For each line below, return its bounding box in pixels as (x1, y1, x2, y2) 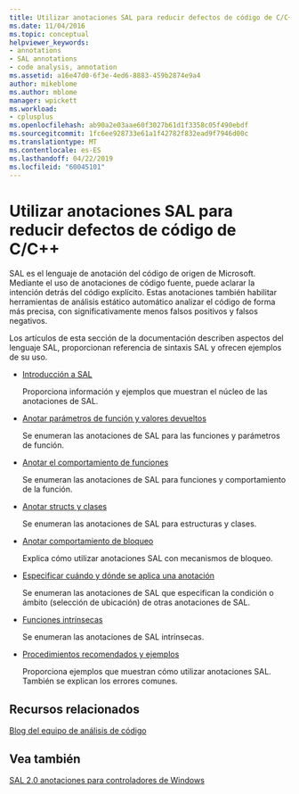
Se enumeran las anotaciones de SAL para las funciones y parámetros (21, 430, 280, 442)
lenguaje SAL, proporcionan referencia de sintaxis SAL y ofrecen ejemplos (9, 343, 282, 353)
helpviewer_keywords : (9, 37, 90, 47)
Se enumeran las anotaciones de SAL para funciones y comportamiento (21, 475, 287, 485)
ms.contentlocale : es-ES (9, 145, 101, 154)
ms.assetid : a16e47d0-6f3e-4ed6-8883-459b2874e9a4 (9, 71, 201, 80)
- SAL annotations (9, 54, 77, 63)
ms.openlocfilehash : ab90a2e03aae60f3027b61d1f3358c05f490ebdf (9, 121, 249, 130)
